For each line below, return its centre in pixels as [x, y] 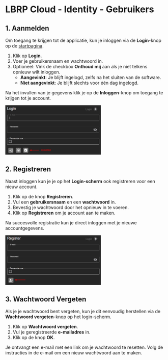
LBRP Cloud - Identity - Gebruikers [80, 9]
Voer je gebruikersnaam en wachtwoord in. [58, 61]
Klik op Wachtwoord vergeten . [45, 327]
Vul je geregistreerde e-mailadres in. [51, 332]
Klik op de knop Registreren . [43, 197]
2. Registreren [28, 169]
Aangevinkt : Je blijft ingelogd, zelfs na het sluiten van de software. [91, 77]
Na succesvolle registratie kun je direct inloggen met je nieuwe [71, 223]
